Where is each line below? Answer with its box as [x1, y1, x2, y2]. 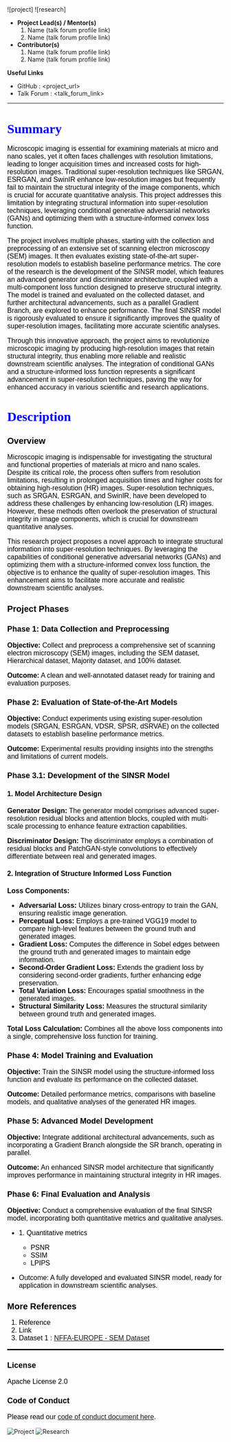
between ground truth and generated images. [19, 1010, 157, 1018]
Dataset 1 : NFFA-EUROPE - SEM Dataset [19, 1334, 150, 1342]
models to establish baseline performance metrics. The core [38, 260, 221, 268]
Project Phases [7, 603, 69, 614]
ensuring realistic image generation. [19, 908, 128, 917]
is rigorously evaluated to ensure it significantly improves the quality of [7, 314, 220, 323]
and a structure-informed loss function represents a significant [7, 367, 195, 376]
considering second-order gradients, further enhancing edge [19, 971, 201, 979]
